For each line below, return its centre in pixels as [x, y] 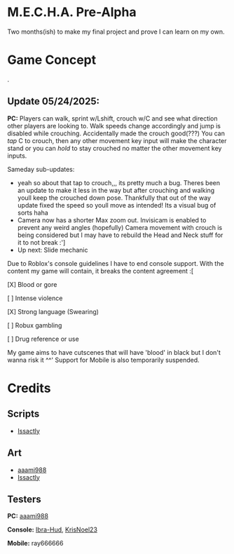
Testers [24, 499]
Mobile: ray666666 [35, 543]
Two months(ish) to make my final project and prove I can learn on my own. [116, 32]
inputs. [17, 156]
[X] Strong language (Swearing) [53, 311]
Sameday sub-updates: [41, 169]
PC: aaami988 [28, 516]
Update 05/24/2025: [54, 101]
